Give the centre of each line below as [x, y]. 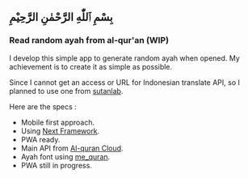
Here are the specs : [43, 106]
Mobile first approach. [58, 122]
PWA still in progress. [56, 165]
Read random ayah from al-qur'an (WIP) [89, 40]
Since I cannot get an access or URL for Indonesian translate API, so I [125, 82]
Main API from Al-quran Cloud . [72, 148]
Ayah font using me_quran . [65, 156]
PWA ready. [40, 139]
